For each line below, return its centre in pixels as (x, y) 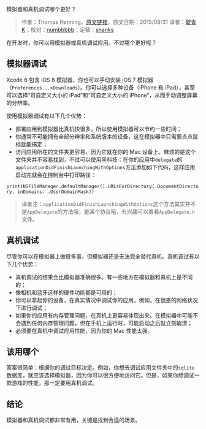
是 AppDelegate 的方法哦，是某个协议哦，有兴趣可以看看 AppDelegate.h (108, 211)
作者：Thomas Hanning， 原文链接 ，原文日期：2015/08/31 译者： (103, 22)
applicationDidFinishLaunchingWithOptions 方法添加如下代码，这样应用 (105, 167)
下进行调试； (31, 308)
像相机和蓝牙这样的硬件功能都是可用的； (66, 292)
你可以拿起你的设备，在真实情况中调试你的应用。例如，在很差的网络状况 (106, 300)
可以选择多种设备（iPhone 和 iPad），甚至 (143, 87)
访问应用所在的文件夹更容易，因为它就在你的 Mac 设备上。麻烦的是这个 (105, 151)
